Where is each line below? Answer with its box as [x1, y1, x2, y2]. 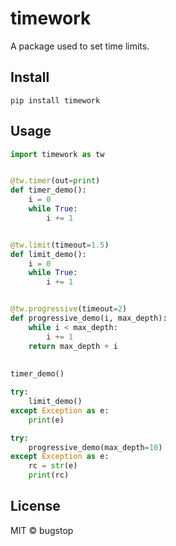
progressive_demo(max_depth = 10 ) [28, 442, 163, 452]
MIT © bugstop [10, 524, 74, 536]
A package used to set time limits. [10, 40, 150, 52]
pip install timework [10, 95, 101, 106]
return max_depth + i [28, 341, 118, 351]
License [10, 498, 61, 515]
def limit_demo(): [10, 249, 87, 259]
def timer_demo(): [10, 185, 87, 196]
